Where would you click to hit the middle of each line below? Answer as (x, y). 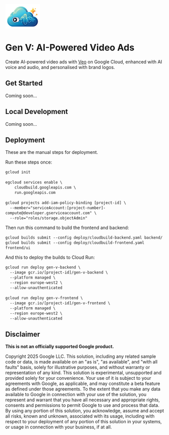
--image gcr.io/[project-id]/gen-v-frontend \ (60, 303)
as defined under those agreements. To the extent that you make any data (83, 389)
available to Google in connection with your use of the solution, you (76, 395)
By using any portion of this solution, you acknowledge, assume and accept (85, 411)
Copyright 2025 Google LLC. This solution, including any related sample (81, 356)
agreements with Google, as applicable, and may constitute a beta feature (83, 384)
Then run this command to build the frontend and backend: (67, 228)
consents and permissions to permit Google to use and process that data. (82, 405)
